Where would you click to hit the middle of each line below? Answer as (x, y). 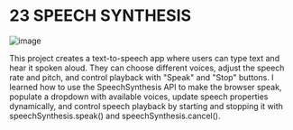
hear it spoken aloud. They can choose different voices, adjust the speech (147, 68)
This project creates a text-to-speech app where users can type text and (145, 58)
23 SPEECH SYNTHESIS (101, 16)
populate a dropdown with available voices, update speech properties (139, 97)
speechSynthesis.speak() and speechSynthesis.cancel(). (115, 116)
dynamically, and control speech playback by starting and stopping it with (146, 106)
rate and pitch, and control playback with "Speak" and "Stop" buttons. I (142, 77)
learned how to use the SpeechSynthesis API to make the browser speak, (146, 87)
